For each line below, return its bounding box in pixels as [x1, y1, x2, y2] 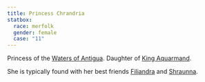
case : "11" [13, 36, 45, 42]
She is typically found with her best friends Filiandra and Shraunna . [7, 68, 198, 76]
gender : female [13, 29, 57, 36]
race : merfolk [13, 23, 54, 29]
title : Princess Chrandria [7, 10, 85, 17]
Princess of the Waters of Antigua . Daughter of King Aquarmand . [7, 54, 192, 62]
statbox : [7, 16, 32, 23]
